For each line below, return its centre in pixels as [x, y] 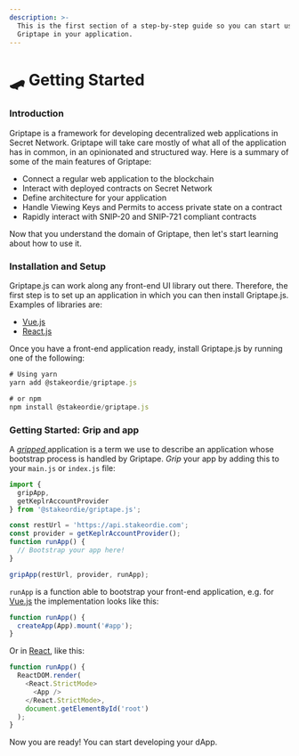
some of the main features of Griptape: [81, 161]
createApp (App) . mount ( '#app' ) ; [75, 626]
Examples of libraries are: [56, 305]
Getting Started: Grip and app [74, 430]
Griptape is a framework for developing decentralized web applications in [144, 133]
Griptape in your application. [75, 34]
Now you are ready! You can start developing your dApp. [113, 742]
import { [25, 484]
